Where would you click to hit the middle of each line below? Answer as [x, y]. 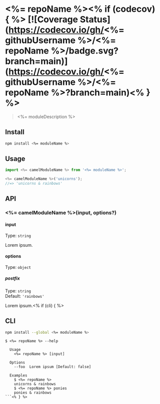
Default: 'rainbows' [25, 296]
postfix [13, 278]
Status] [95, 19]
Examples [18, 375]
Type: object [18, 267]
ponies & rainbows [33, 393]
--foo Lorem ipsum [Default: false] [53, 367]
